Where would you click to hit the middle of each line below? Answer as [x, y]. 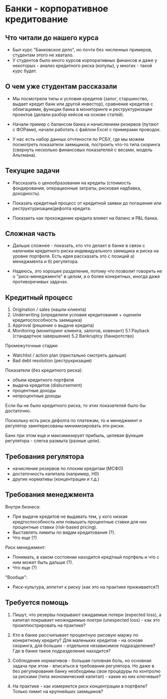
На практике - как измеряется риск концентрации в [68, 686]
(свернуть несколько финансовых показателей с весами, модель [83, 150]
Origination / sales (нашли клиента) [49, 309]
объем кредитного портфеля [43, 380]
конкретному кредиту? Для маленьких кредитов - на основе [78, 640]
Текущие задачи [32, 171]
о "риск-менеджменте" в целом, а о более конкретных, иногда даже [86, 276]
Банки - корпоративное [57, 9]
